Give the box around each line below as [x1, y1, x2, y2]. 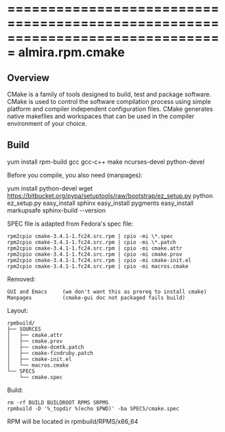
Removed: [7, 274, 36, 283]
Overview [7, 72, 50, 83]
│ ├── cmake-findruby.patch [7, 349, 94, 356]
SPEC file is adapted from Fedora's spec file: [7, 219, 134, 228]
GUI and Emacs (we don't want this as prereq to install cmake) [7, 288, 207, 295]
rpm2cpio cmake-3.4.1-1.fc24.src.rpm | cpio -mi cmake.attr [7, 245, 183, 252]
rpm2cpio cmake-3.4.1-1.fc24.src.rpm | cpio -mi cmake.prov [7, 250, 183, 258]
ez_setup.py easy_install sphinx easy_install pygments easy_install [7, 199, 194, 207]
